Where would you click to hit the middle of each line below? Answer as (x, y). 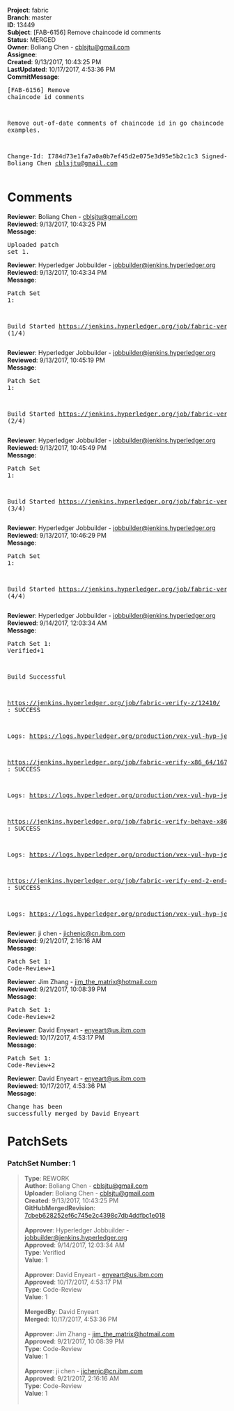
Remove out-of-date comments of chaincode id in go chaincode (116, 123)
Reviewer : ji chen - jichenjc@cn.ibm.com (66, 933)
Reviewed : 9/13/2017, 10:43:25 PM (57, 224)
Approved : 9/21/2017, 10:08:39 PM (74, 1341)
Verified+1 (26, 650)
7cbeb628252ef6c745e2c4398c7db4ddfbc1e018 (95, 1216)
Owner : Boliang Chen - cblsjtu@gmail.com (69, 47)
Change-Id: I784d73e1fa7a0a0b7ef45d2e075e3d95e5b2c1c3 (103, 156)
